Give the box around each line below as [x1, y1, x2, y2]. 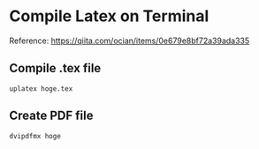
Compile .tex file [9, 61, 102, 76]
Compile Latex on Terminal [9, 6, 209, 26]
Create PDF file [9, 108, 94, 123]
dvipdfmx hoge [9, 131, 62, 140]
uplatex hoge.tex [9, 84, 73, 93]
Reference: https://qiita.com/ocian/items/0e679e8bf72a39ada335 [9, 35, 250, 46]
